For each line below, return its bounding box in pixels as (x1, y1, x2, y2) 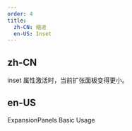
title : (7, 17, 27, 24)
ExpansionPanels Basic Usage (7, 115, 95, 124)
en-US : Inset (13, 30, 52, 38)
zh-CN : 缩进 (13, 23, 47, 30)
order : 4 (7, 10, 33, 18)
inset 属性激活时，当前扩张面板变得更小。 (7, 76, 128, 85)
